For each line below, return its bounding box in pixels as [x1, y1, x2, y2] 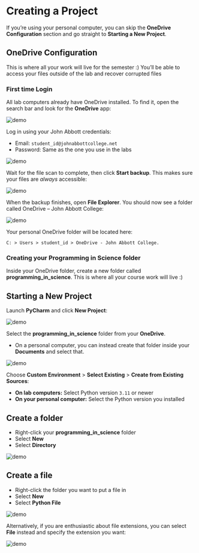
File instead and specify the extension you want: [6, 528, 126, 536]
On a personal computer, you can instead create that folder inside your [14, 342, 190, 349]
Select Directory [14, 441, 56, 448]
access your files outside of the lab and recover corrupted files [6, 70, 162, 77]
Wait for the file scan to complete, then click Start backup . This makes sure [6, 169, 193, 177]
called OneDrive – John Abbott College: [6, 205, 104, 212]
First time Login [6, 85, 53, 93]
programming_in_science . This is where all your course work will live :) [6, 274, 183, 281]
